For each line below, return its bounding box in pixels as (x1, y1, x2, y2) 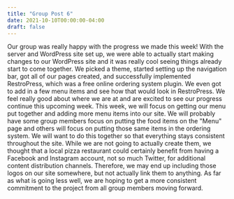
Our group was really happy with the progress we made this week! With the (7, 43, 224, 51)
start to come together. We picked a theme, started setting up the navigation (7, 64, 227, 74)
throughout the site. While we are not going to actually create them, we (7, 139, 212, 148)
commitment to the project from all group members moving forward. (7, 184, 204, 193)
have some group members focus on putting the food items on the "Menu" (7, 117, 222, 125)
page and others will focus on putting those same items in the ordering (7, 124, 211, 133)
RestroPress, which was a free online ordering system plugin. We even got (7, 80, 221, 88)
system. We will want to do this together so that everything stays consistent (7, 132, 225, 140)
